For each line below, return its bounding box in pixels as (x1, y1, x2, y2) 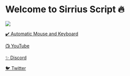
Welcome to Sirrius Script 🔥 (5, 4, 125, 15)
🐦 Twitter (5, 65, 27, 71)
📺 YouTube (5, 42, 30, 49)
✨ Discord (5, 55, 27, 61)
